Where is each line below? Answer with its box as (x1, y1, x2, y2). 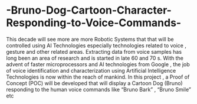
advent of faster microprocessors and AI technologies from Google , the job (6, 60, 190, 68)
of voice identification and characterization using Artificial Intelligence (6, 67, 176, 74)
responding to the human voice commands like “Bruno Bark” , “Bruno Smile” (6, 86, 192, 93)
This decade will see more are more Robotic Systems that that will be (6, 35, 174, 43)
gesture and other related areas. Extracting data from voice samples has (6, 48, 182, 55)
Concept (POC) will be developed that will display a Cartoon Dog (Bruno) (6, 79, 183, 86)
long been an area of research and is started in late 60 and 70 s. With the (6, 54, 184, 61)
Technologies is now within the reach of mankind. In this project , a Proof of (6, 73, 190, 80)
